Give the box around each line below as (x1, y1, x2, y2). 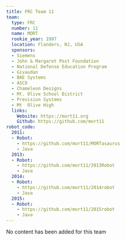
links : (11, 108, 28, 113)
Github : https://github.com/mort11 (17, 119, 105, 125)
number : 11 (11, 25, 38, 31)
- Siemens (11, 53, 35, 59)
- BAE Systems (11, 74, 46, 80)
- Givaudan (11, 69, 38, 75)
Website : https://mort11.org (17, 113, 89, 119)
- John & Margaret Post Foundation (11, 58, 99, 64)
